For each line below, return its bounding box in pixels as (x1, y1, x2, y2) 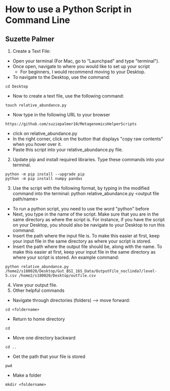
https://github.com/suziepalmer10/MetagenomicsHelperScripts (5, 122, 137, 127)
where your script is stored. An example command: (12, 254, 119, 260)
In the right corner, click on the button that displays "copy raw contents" (12, 136, 163, 142)
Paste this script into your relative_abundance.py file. (12, 146, 123, 153)
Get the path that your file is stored (12, 353, 86, 359)
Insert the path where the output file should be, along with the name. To (12, 244, 162, 250)
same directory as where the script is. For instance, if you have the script (12, 217, 165, 222)
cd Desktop (5, 84, 28, 89)
